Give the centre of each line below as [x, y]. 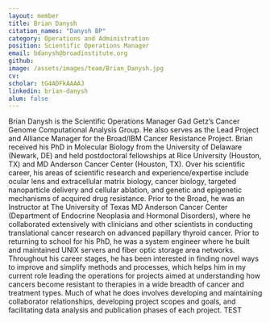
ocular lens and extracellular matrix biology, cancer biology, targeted [123, 182]
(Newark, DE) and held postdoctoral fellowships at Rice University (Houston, [135, 156]
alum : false [28, 99]
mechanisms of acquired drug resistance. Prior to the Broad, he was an [127, 199]
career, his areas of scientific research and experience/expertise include [129, 173]
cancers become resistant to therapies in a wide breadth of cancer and [126, 284]
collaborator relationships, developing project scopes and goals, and [122, 302]
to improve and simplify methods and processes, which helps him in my [127, 267]
